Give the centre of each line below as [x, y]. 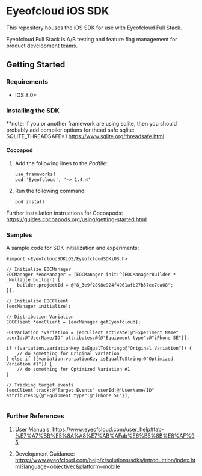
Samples [19, 235]
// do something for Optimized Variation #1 [74, 370]
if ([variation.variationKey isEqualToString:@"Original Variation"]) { [99, 349]
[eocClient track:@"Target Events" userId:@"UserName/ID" [80, 391]
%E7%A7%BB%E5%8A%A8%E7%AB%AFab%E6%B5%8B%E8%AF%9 [105, 435]
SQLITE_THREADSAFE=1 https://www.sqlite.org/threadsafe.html [85, 136]
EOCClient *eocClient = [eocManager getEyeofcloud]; [74, 322]
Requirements [27, 82]
